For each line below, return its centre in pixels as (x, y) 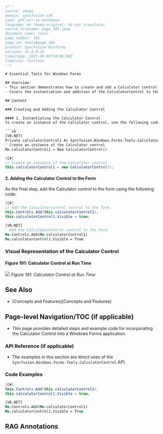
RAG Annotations (32, 426)
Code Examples (24, 375)
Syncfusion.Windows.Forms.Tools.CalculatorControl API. (69, 362)
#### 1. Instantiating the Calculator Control (53, 118)
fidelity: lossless (25, 61)
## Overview (17, 83)
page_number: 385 (23, 38)
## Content (16, 101)
